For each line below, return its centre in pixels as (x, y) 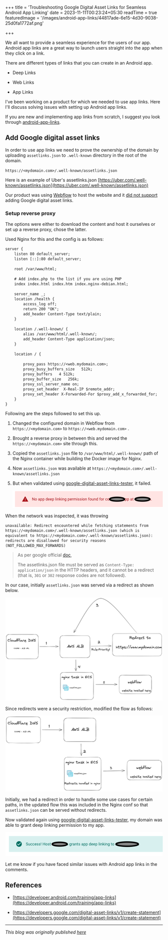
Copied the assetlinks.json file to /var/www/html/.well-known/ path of (85, 453)
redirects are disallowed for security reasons (56, 541)
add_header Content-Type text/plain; (62, 314)
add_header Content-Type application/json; (69, 339)
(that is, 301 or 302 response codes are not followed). (72, 575)
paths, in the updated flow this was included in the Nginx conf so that (77, 805)
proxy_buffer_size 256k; (51, 379)
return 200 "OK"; (41, 309)
